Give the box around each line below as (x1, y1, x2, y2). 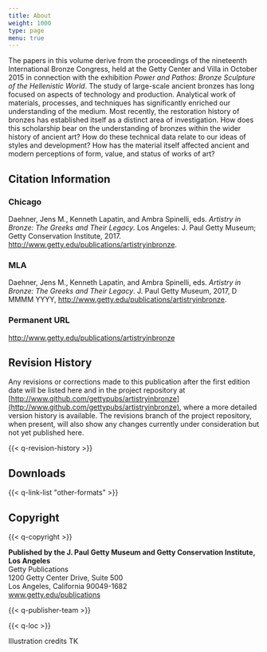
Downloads (8, 466, 66, 480)
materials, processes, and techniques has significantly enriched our (8, 98, 231, 108)
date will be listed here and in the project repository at (8, 385, 186, 395)
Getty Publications (8, 564, 69, 574)
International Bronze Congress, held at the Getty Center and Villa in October (8, 65, 257, 74)
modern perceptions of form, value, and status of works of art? (8, 149, 215, 159)
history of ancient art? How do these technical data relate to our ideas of (8, 132, 246, 142)
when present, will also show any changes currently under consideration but (8, 420, 260, 429)
